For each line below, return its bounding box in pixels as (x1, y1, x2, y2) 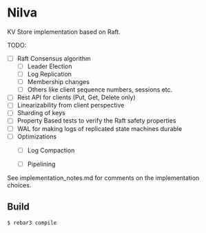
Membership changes (27, 78, 90, 86)
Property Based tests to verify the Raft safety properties (17, 116, 176, 125)
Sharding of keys (17, 109, 65, 117)
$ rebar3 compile (7, 219, 57, 226)
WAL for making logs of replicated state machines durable (17, 124, 183, 132)
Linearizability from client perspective (17, 101, 125, 110)
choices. (7, 181, 32, 189)
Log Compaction (27, 146, 75, 154)
